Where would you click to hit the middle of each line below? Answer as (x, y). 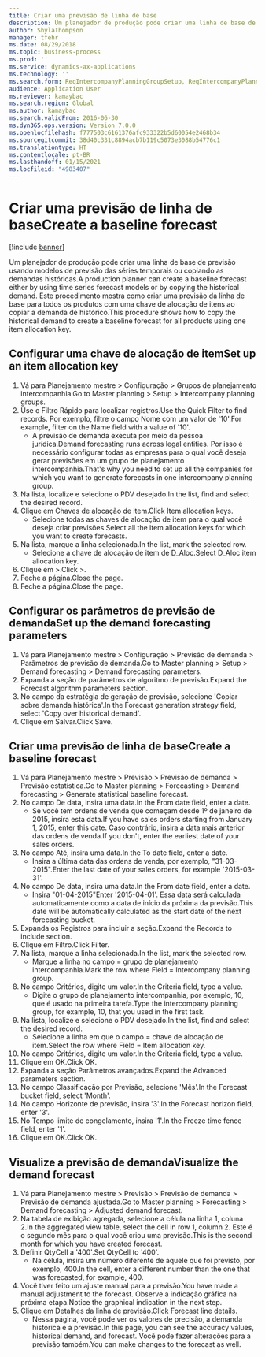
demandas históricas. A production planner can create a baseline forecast (128, 279)
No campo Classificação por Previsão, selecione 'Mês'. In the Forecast (134, 1087)
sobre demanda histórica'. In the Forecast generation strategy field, (128, 705)
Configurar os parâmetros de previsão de (112, 611)
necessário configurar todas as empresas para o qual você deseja (139, 452)
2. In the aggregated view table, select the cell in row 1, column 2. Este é (136, 1227)
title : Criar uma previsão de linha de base (83, 15)
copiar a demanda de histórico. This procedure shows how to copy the (122, 312)
